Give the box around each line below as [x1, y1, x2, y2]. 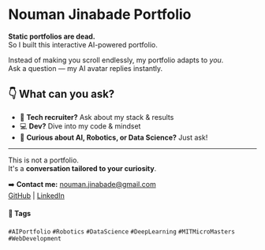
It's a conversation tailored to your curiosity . [8, 163, 157, 173]
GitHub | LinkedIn [8, 191, 65, 200]
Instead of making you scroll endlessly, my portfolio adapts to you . [8, 55, 224, 65]
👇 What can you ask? [8, 88, 115, 101]
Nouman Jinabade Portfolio [8, 6, 192, 24]
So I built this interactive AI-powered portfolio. [8, 39, 158, 49]
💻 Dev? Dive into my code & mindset [19, 121, 141, 131]
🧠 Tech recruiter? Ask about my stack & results [19, 112, 174, 121]
